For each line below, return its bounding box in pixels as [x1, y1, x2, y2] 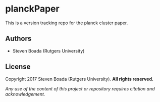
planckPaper [5, 3, 60, 15]
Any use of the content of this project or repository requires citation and [5, 85, 155, 91]
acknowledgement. [5, 91, 45, 97]
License [5, 63, 31, 71]
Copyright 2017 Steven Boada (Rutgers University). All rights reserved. [5, 76, 154, 82]
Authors [5, 34, 32, 43]
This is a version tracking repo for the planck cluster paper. [5, 20, 128, 26]
